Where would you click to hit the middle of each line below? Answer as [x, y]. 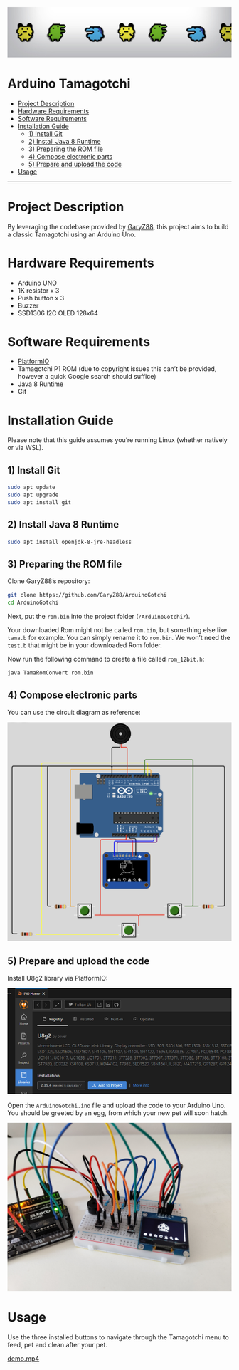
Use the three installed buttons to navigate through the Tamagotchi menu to [118, 1337]
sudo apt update [31, 488]
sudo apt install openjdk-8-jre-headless [70, 542]
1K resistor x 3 [38, 290]
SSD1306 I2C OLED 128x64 [58, 313]
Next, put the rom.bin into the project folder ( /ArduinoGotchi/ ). [99, 617]
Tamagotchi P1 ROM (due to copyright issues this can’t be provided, [117, 369]
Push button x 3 [41, 298]
